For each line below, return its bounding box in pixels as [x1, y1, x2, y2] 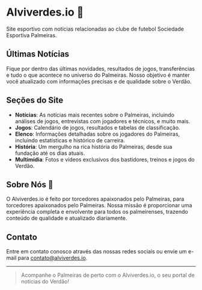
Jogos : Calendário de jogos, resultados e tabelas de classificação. [14, 124, 180, 131]
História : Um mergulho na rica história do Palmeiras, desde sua [14, 143, 173, 150]
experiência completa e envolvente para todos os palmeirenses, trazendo [6, 208, 188, 216]
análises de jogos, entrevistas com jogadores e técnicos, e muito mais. [14, 117, 191, 125]
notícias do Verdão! [20, 278, 69, 285]
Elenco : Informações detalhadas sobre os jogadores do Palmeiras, [14, 130, 180, 137]
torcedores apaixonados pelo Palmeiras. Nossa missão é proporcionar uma [6, 202, 192, 209]
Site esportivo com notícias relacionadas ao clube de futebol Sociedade [6, 25, 185, 32]
